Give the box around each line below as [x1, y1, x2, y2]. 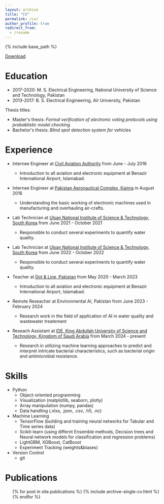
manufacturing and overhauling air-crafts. [19, 205, 104, 211]
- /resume [9, 30, 30, 35]
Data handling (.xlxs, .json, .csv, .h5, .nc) [19, 408, 102, 414]
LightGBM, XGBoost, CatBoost [19, 439, 81, 445]
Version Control [12, 450, 44, 456]
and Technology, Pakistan [12, 92, 65, 98]
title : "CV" [5, 12, 30, 17]
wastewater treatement [19, 318, 67, 324]
